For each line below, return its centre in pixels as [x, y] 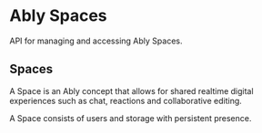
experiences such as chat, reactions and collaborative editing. [126, 100]
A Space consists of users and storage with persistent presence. [131, 118]
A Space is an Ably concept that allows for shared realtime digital [131, 90]
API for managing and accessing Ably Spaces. [96, 41]
